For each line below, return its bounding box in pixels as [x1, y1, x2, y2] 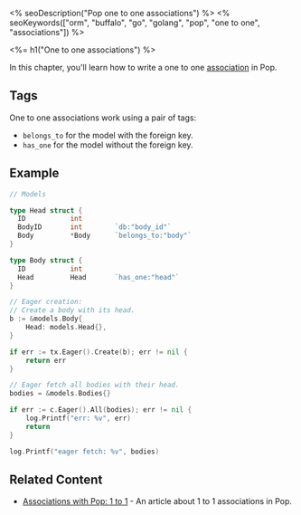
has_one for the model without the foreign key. [22, 139, 193, 150]
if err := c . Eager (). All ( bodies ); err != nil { [9, 405, 193, 415]
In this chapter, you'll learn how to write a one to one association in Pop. [9, 62, 277, 72]
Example [9, 166, 60, 181]
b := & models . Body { [9, 314, 83, 324]
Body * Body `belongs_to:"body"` [17, 231, 193, 241]
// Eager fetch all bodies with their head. [9, 380, 180, 390]
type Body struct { [9, 255, 83, 265]
